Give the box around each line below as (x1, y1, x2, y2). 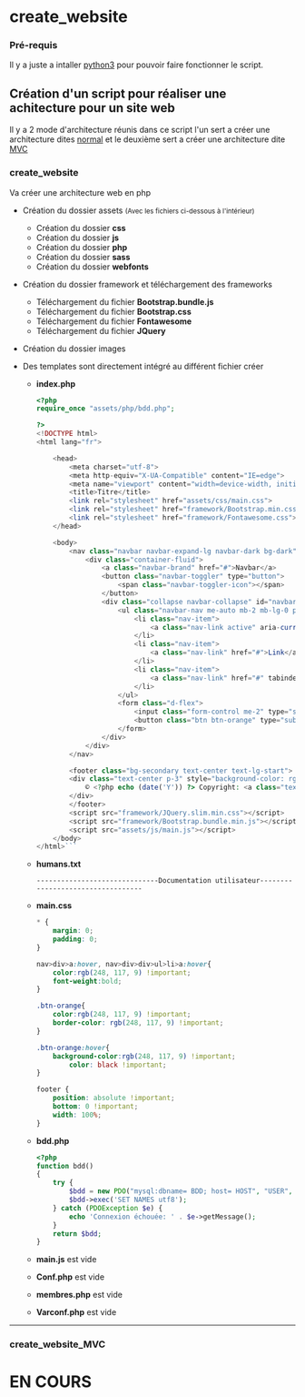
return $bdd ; (53, 1229, 103, 1239)
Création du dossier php (35, 241, 128, 252)
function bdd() (35, 1161, 93, 1170)
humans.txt (35, 858, 82, 870)
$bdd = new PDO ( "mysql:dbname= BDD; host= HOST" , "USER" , (68, 1187, 293, 1196)
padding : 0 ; (53, 935, 98, 944)
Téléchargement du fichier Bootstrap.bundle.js (35, 296, 214, 307)
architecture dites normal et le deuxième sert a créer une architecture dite (9, 134, 286, 145)
